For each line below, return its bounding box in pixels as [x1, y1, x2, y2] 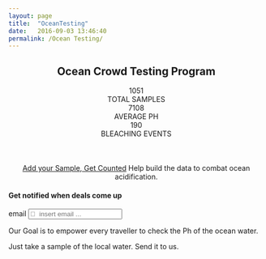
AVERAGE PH [114, 112, 159, 121]
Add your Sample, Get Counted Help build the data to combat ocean [22, 163, 251, 173]
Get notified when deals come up [8, 190, 122, 200]
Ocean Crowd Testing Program [56, 64, 217, 78]
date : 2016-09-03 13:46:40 [8, 27, 107, 35]
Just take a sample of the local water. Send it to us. [8, 242, 179, 252]
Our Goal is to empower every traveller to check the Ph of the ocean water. [8, 226, 259, 236]
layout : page [8, 11, 53, 20]
